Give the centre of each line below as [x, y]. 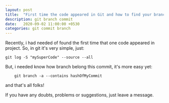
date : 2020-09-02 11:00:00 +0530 [43, 24]
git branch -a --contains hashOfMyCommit [58, 76]
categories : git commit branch [38, 29]
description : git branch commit [39, 19]
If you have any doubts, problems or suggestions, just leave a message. [80, 95]
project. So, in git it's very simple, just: [45, 48]
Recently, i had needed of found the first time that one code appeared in [80, 43]
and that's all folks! [25, 85]
